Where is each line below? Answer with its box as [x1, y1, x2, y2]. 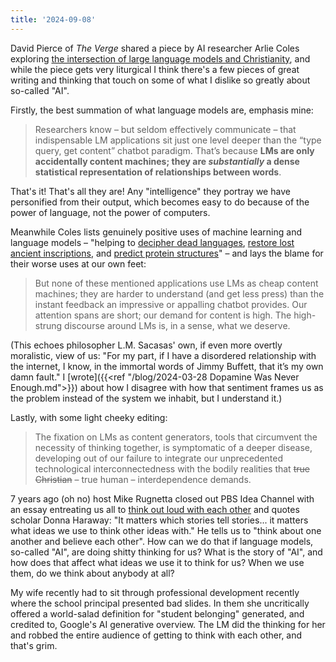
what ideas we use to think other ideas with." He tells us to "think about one [10, 524, 322, 536]
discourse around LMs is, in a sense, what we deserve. [64, 319, 291, 331]
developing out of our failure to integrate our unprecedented [34, 452, 284, 464]
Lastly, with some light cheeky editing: [10, 411, 168, 423]
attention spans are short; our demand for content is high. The [34, 309, 292, 321]
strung [34, 319, 63, 331]
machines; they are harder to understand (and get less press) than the [34, 287, 325, 300]
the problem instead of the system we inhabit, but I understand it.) [10, 392, 283, 404]
